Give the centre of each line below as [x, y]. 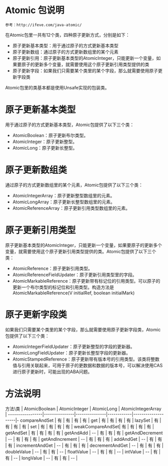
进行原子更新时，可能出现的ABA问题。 [52, 372]
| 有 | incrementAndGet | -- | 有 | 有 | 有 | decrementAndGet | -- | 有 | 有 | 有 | [84, 445]
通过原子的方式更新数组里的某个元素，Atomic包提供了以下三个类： [74, 185]
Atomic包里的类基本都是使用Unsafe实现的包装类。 [57, 87]
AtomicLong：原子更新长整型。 [45, 148]
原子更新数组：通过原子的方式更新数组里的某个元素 [65, 52]
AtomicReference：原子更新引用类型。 [53, 268]
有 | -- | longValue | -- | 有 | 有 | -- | [41, 458]
